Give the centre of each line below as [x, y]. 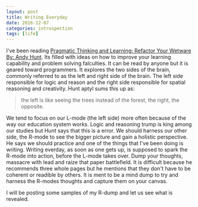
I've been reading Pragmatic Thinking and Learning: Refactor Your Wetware [99, 51]
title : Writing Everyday [37, 17]
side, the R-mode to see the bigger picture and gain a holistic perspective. [97, 137]
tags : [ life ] [22, 34]
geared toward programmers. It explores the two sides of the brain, [88, 70]
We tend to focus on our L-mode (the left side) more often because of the [96, 118]
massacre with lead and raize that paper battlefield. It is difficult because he [99, 162]
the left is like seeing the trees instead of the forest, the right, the [100, 100]
